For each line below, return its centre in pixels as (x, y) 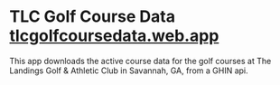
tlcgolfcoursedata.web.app (114, 36)
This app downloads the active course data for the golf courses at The (140, 61)
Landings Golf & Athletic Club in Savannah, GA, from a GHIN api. (129, 71)
